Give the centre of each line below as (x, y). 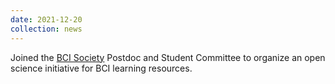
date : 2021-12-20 (46, 19)
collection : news (46, 29)
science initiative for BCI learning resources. (101, 68)
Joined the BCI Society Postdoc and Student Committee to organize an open (168, 57)
